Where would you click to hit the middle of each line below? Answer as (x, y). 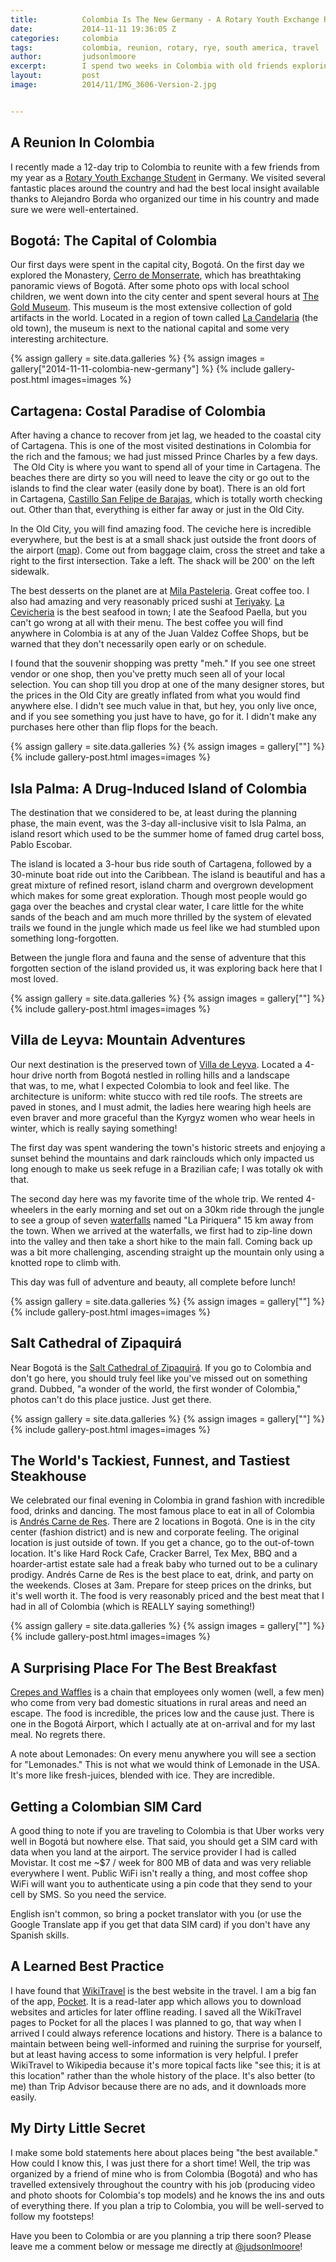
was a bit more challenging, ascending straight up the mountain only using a (167, 1252)
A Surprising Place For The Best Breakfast (143, 1667)
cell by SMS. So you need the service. (88, 1895)
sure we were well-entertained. (74, 209)
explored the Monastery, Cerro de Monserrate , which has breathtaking (156, 275)
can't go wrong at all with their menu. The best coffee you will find (147, 623)
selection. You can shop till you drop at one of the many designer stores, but (167, 685)
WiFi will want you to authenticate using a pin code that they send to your (161, 1884)
